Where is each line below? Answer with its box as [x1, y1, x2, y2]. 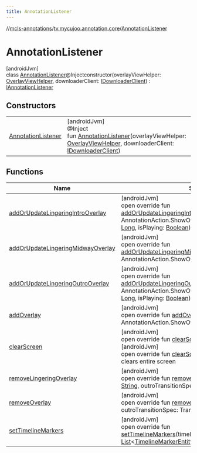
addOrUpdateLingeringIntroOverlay [9, 209, 107, 217]
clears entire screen [121, 357, 176, 365]
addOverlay [9, 311, 41, 319]
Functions [6, 166, 44, 176]
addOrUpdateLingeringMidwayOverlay [9, 244, 116, 252]
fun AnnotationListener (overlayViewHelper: [67, 132, 186, 140]
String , [121, 382, 140, 390]
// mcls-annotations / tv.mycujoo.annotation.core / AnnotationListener [6, 25, 168, 32]
